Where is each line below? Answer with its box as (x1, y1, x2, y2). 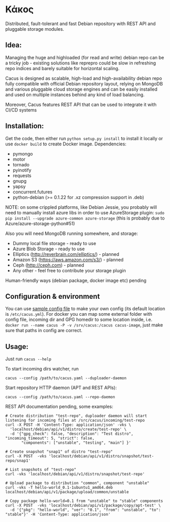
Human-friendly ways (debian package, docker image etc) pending (5, 277, 147, 284)
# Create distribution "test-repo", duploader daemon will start (5, 414, 147, 419)
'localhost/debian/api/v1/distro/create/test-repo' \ (10, 427, 127, 432)
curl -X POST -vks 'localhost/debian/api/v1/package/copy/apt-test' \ (5, 503, 161, 508)
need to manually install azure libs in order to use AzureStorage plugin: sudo (5, 209, 165, 215)
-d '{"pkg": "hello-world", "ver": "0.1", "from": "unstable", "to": (10, 508, 161, 513)
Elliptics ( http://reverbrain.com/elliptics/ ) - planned (12, 251, 119, 257)
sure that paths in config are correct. (5, 328, 83, 334)
